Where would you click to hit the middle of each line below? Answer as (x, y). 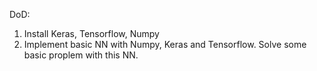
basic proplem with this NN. (81, 55)
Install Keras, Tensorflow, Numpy (91, 33)
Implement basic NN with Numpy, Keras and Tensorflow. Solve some (165, 44)
